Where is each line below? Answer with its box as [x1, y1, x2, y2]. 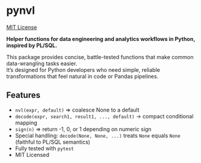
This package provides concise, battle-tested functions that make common [6, 53, 194, 60]
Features [6, 90, 41, 100]
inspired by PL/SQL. [6, 42, 58, 49]
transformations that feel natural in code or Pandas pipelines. [6, 72, 159, 80]
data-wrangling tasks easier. [6, 60, 77, 67]
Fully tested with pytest [15, 144, 74, 152]
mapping [15, 119, 38, 126]
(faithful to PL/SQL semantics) [15, 138, 91, 145]
